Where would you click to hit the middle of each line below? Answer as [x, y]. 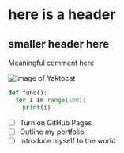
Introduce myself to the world [68, 140]
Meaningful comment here [51, 63]
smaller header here [58, 44]
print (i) [37, 107]
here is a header [62, 15]
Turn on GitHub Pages [56, 122]
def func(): [28, 93]
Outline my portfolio [52, 132]
